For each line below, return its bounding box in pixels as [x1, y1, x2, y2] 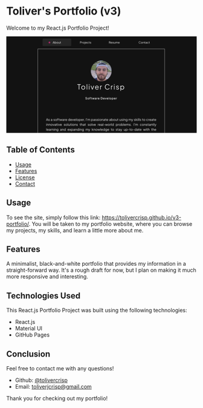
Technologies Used [6, 291, 80, 301]
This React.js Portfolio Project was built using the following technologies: [6, 307, 187, 314]
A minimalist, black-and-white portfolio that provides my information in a [6, 260, 186, 268]
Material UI [14, 325, 43, 332]
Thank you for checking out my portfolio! [6, 395, 108, 402]
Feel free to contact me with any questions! [6, 364, 114, 372]
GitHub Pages [14, 331, 50, 338]
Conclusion [6, 349, 51, 359]
